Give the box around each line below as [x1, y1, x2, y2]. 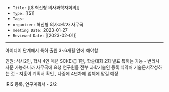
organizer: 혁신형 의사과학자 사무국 [12, 22, 84, 27]
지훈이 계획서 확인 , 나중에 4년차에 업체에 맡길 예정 [19, 71, 119, 76]
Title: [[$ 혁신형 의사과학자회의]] [12, 5, 80, 10]
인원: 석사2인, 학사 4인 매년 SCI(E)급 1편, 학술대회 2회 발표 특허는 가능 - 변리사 [5, 58, 160, 64]
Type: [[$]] [12, 10, 35, 16]
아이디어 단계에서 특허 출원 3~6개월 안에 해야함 [5, 47, 98, 53]
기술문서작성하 [133, 64, 162, 70]
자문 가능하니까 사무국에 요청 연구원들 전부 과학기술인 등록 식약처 [5, 64, 133, 70]
